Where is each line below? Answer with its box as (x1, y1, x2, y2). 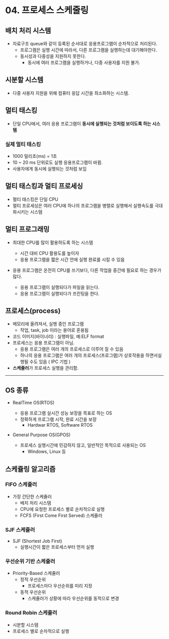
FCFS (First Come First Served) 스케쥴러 (20, 512, 103, 518)
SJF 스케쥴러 (5, 526, 35, 533)
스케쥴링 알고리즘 (5, 464, 56, 473)
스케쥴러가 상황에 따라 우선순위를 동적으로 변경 (27, 596, 119, 602)
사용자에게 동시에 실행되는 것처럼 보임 (12, 165, 87, 171)
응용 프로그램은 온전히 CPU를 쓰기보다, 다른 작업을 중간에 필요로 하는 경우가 (12, 267, 162, 273)
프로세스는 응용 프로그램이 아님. (12, 340, 74, 346)
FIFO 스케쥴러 (5, 481, 37, 488)
